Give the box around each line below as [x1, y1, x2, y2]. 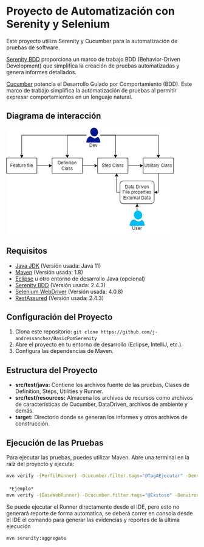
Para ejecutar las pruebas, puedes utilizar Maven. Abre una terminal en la [6, 454, 190, 461]
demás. [15, 407, 35, 414]
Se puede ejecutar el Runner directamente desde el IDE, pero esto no [6, 503, 180, 510]
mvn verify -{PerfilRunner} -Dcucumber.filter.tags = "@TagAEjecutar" [6, 473, 183, 479]
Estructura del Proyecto [6, 365, 98, 375]
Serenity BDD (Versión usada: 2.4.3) [15, 281, 106, 288]
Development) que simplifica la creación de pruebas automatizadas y [6, 62, 180, 69]
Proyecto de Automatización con [6, 4, 175, 18]
